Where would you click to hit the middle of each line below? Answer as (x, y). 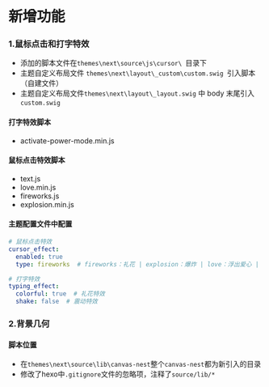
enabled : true (39, 257)
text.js (30, 178)
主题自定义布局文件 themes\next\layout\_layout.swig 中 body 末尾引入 (137, 93)
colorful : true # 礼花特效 (60, 294)
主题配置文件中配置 (40, 224)
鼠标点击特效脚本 (37, 160)
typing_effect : (34, 287)
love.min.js (38, 187)
